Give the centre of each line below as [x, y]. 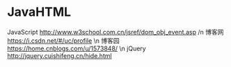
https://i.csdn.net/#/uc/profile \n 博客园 [63, 40]
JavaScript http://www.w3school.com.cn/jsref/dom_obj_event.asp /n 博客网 [115, 32]
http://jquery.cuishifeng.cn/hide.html [60, 55]
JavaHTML [39, 12]
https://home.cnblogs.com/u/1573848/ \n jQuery [77, 48]
